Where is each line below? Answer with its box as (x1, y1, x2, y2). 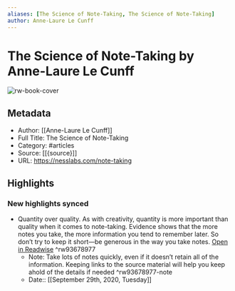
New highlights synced (7, 198, 89, 208)
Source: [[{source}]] (17, 149, 78, 158)
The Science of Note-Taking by (7, 48, 194, 64)
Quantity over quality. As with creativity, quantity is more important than (17, 215, 229, 223)
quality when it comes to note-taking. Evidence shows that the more (17, 222, 219, 230)
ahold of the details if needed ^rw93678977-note (28, 267, 173, 276)
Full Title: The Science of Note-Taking (17, 133, 129, 143)
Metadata (7, 107, 51, 119)
